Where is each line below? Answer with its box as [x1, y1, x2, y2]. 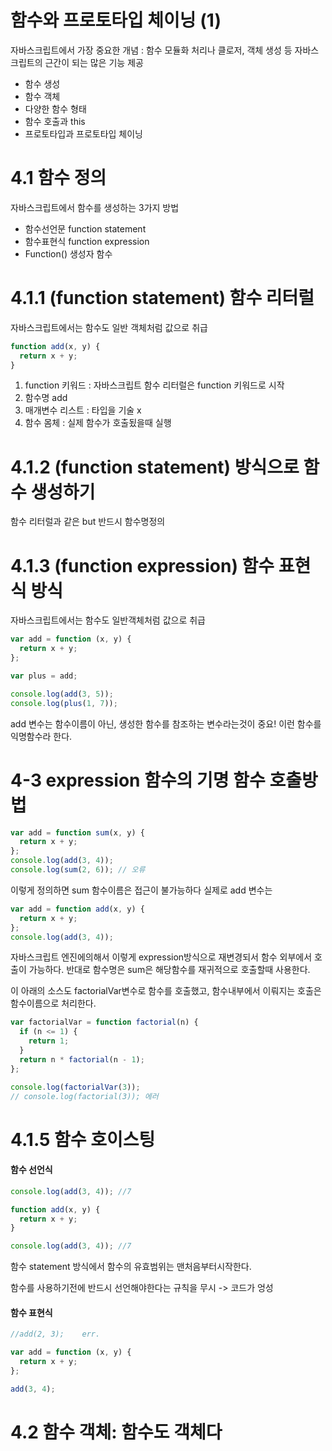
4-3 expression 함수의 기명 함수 [10, 769, 266, 791]
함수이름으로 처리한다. [10, 997, 97, 1010]
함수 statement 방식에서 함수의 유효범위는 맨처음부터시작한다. [10, 1261, 252, 1273]
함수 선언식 [10, 1164, 53, 1176]
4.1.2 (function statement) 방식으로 [10, 456, 300, 478]
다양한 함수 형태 [24, 102, 87, 115]
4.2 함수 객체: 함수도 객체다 [10, 1421, 223, 1443]
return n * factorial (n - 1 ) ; [19, 1054, 145, 1065]
